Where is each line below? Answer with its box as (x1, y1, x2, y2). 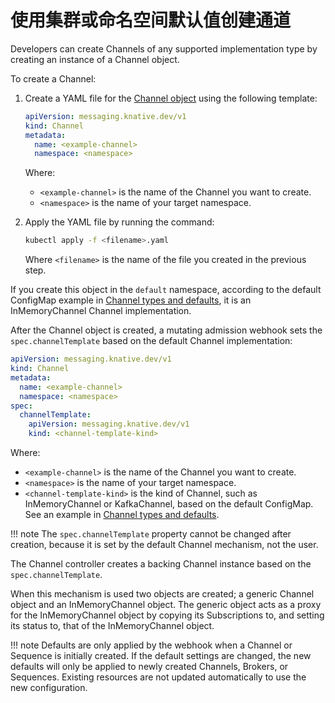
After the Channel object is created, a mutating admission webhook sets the (10, 324, 323, 336)
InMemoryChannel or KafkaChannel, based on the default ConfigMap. (24, 498, 314, 510)
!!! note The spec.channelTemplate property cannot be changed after (10, 528, 292, 540)
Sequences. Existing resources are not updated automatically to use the (10, 671, 307, 683)
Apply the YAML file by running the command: (24, 216, 215, 228)
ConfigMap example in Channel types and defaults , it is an (10, 294, 252, 306)
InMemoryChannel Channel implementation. (10, 305, 192, 317)
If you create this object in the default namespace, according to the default (10, 284, 322, 296)
